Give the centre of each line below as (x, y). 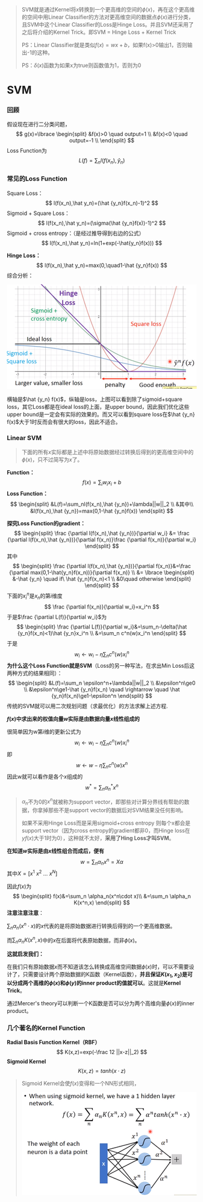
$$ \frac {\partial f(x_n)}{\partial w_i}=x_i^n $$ (102, 607)
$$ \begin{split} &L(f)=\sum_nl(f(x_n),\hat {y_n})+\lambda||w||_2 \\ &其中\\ (102, 504)
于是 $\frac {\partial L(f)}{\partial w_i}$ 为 (57, 617)
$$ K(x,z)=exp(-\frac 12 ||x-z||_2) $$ (102, 1052)
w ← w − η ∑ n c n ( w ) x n (102, 765)
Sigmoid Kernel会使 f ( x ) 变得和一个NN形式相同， (80, 1084)
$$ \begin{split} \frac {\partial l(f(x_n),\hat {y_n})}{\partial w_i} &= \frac (102, 533)
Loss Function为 (27, 151)
